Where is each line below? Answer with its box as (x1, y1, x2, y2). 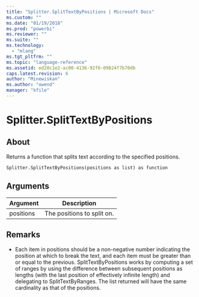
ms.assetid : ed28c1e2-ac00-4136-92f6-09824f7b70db (6, 64, 136, 71)
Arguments (6, 181, 50, 192)
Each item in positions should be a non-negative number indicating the (14, 245, 191, 253)
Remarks (6, 230, 41, 240)
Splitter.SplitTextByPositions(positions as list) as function (6, 164, 168, 170)
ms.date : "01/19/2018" (6, 20, 63, 26)
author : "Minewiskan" (6, 76, 61, 82)
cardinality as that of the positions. (14, 284, 101, 291)
